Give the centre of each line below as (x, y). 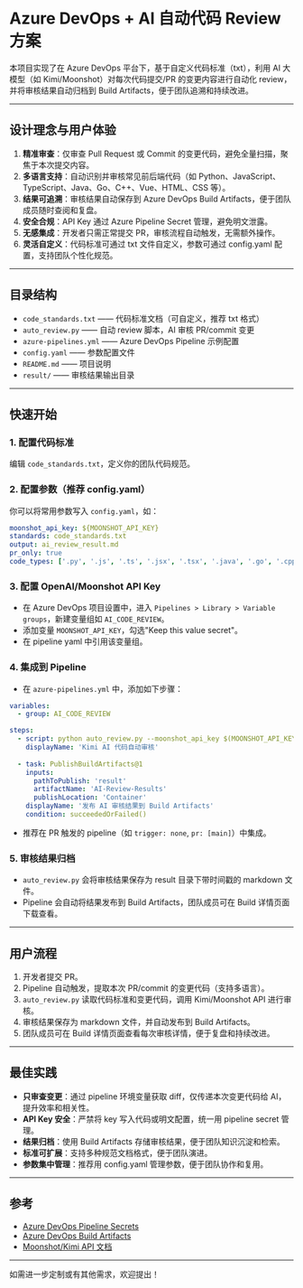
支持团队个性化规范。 (78, 255)
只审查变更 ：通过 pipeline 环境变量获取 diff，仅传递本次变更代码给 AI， (154, 1096)
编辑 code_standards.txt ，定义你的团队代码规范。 (102, 464)
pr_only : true (36, 553)
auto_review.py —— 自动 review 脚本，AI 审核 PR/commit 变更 (138, 330)
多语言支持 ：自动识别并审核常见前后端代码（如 (109, 176)
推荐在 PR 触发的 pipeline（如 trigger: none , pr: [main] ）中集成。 (147, 833)
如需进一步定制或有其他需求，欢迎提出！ (84, 1274)
